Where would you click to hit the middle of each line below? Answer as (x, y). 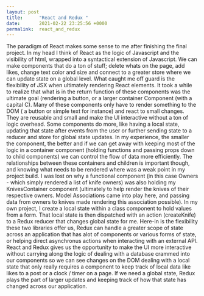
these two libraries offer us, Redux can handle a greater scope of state (95, 228)
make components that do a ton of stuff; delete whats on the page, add (96, 66)
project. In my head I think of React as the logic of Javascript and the (93, 53)
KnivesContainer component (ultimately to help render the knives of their (98, 189)
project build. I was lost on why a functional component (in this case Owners (102, 176)
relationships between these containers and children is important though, (98, 163)
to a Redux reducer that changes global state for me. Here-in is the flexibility (102, 222)
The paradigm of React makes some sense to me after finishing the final (97, 46)
